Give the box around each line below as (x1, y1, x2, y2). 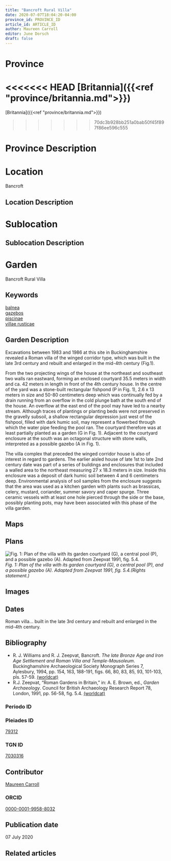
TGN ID (5, 741, 23, 748)
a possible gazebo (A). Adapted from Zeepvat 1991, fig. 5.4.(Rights (5, 567, 146, 573)
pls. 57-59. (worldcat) (12, 674, 59, 680)
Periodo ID (5, 703, 32, 710)
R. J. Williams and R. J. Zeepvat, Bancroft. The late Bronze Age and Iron (12, 652, 164, 658)
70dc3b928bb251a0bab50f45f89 (94, 119, 164, 125)
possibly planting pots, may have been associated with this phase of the (5, 500, 157, 506)
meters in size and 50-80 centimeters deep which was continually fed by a (5, 392, 162, 398)
